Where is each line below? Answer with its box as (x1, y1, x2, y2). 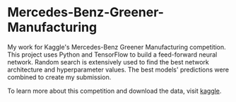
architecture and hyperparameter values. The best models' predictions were (7, 65, 230, 74)
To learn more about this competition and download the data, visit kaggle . (7, 86, 222, 95)
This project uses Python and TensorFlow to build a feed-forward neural (7, 50, 218, 59)
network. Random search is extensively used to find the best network (7, 57, 210, 66)
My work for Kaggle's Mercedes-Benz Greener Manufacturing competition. (7, 42, 226, 51)
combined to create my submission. (7, 72, 112, 81)
